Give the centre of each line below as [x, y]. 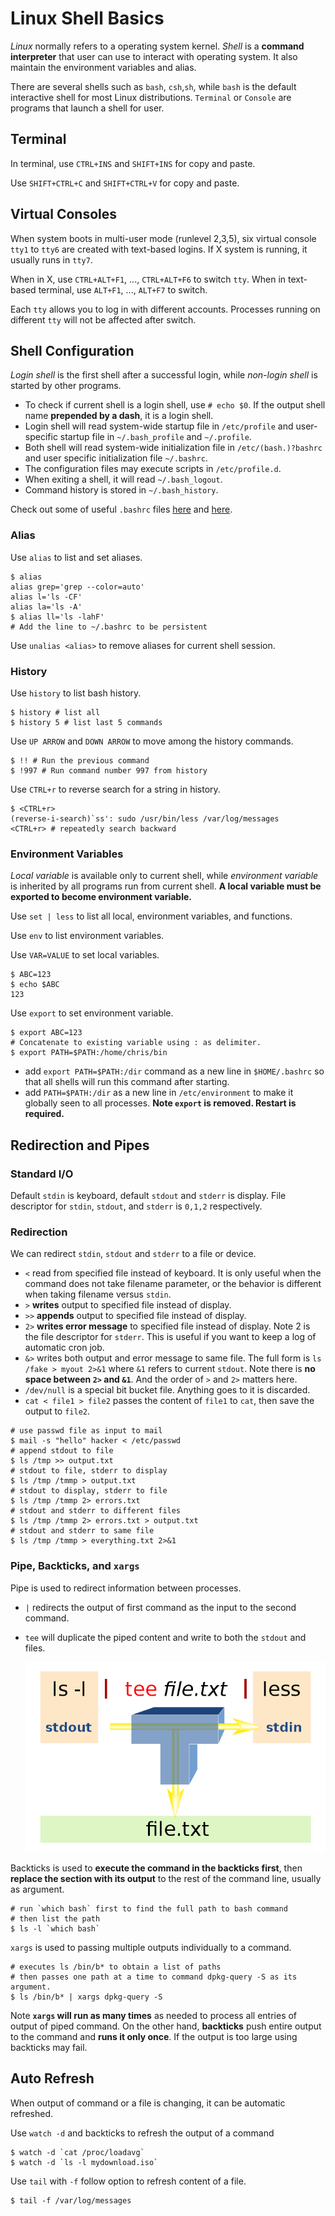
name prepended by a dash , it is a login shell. [119, 416]
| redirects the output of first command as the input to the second [160, 1607]
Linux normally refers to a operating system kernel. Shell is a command [157, 46]
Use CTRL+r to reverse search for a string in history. [115, 789]
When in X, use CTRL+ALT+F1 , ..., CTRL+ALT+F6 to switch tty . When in [148, 279]
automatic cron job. [64, 1348]
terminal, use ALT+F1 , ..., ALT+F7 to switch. [123, 289]
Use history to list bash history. [76, 693]
